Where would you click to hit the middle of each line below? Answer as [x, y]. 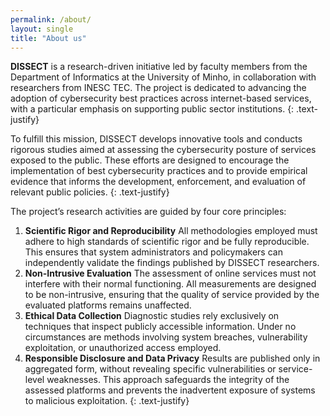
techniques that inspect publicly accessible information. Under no [160, 327]
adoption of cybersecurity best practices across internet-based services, [161, 98]
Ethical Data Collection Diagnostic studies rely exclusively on [152, 316]
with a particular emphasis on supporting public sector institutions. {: [152, 109]
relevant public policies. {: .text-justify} [90, 192]
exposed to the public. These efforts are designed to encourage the [150, 160]
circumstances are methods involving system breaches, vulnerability [166, 337]
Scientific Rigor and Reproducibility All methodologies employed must [171, 231]
